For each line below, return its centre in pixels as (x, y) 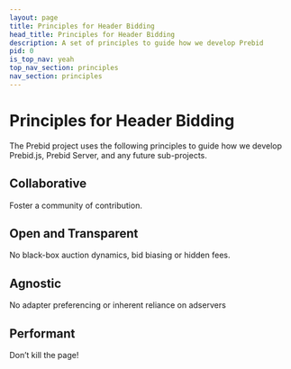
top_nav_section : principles (64, 68)
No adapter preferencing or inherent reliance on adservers (118, 305)
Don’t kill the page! (44, 355)
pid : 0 (22, 51)
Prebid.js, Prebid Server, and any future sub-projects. (108, 155)
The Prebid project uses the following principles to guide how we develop (145, 146)
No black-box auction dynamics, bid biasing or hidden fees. (120, 255)
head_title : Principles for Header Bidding (92, 34)
